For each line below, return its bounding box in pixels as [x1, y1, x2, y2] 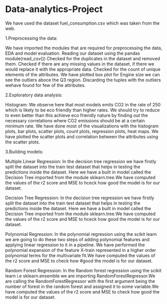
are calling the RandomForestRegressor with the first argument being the [5, 278, 155, 284]
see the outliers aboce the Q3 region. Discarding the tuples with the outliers [5, 77, 161, 83]
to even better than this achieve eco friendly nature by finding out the [5, 112, 148, 118]
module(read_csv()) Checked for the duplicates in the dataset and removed [5, 55, 160, 61]
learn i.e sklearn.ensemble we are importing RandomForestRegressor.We [5, 272, 155, 279]
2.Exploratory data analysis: [5, 92, 62, 98]
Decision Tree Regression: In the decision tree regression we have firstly [5, 195, 154, 201]
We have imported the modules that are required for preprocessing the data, [5, 45, 162, 51]
